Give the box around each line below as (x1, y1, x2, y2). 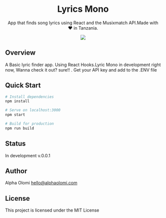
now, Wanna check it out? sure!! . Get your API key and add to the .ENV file (5, 67, 157, 73)
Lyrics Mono (57, 3, 109, 15)
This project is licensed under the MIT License (5, 207, 100, 213)
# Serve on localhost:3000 (5, 108, 61, 113)
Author (5, 167, 27, 176)
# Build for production (5, 121, 54, 126)
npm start (5, 112, 26, 117)
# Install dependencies (5, 94, 54, 99)
